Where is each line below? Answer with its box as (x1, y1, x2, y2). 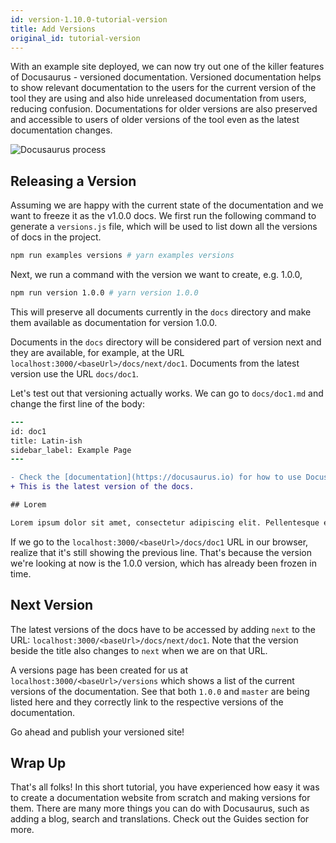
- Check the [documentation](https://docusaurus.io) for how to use (10, 472, 302, 483)
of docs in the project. (10, 231, 102, 243)
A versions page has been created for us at (10, 664, 188, 676)
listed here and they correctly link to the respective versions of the (10, 696, 284, 708)
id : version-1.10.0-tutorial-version (10, 14, 168, 25)
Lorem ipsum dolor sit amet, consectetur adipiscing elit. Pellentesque (10, 517, 320, 528)
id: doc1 (10, 426, 47, 436)
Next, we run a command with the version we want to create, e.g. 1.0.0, (10, 269, 303, 281)
